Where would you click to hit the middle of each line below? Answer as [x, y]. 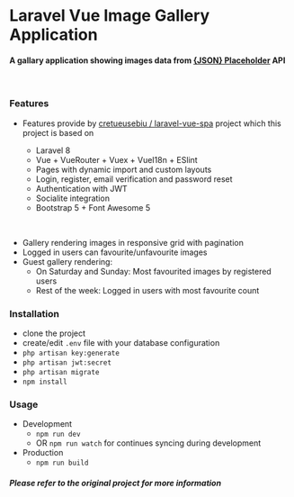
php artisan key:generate [71, 353]
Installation [35, 313]
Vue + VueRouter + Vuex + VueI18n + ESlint [116, 159]
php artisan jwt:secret [67, 362]
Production [43, 453]
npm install [45, 382]
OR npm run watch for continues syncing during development [148, 443]
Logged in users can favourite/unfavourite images [115, 252]
